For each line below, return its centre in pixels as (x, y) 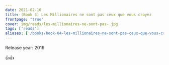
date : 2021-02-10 (23, 10)
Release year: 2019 (25, 48)
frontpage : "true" (24, 19)
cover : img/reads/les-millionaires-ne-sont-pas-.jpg (62, 24)
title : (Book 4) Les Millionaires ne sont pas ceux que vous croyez (78, 15)
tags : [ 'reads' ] (22, 29)
